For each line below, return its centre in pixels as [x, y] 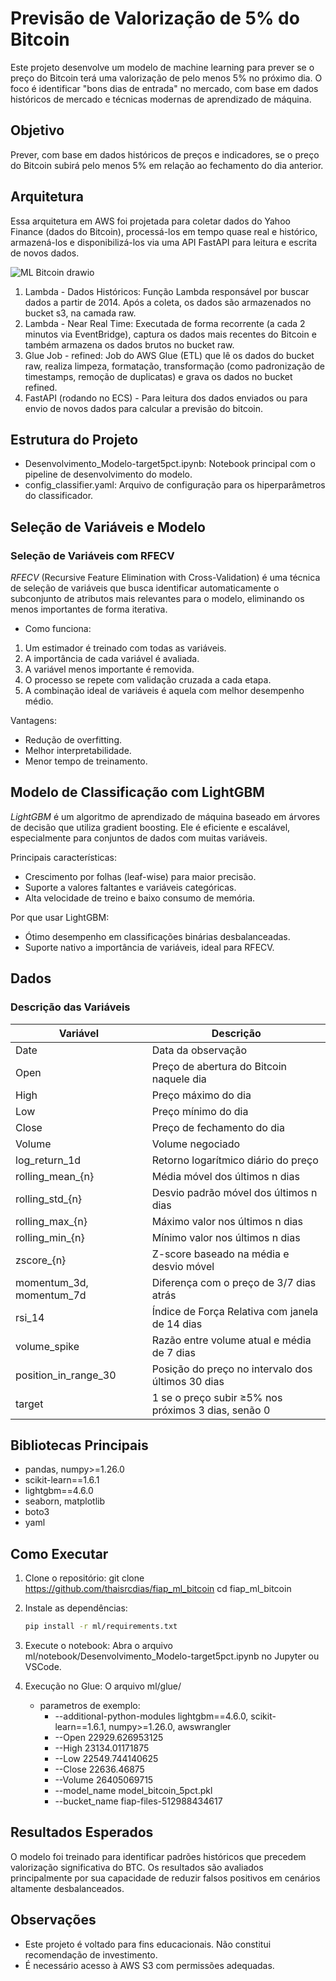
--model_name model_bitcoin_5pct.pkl [133, 1791]
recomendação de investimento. [91, 1954]
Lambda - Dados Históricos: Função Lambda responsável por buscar [167, 291]
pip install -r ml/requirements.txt [101, 1627]
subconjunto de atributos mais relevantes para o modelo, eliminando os [157, 599]
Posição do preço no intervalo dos [232, 1369]
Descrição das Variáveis [70, 1007]
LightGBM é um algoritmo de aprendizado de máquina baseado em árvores [165, 816]
